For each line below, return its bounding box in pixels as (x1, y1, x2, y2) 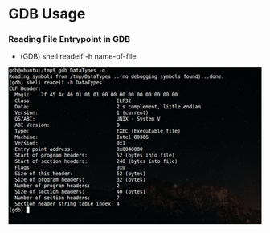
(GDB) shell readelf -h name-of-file (19, 51, 137, 61)
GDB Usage (8, 5, 86, 23)
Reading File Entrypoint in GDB (8, 34, 131, 45)
